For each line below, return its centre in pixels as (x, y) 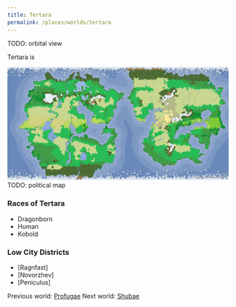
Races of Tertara (36, 203)
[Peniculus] (34, 282)
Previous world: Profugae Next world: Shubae (73, 296)
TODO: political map (36, 185)
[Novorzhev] (35, 275)
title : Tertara (29, 15)
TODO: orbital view (35, 43)
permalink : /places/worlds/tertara (59, 22)
